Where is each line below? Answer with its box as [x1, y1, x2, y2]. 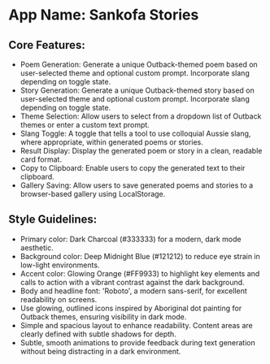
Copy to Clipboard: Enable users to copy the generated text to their [20, 163, 246, 172]
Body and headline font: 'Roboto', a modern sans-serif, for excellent [20, 286, 248, 296]
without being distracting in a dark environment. [20, 346, 181, 356]
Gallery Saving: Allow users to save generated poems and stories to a [20, 180, 254, 190]
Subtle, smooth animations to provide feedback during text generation [20, 337, 255, 347]
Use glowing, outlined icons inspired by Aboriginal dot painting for [20, 303, 242, 313]
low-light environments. [20, 260, 100, 270]
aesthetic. [20, 242, 54, 253]
